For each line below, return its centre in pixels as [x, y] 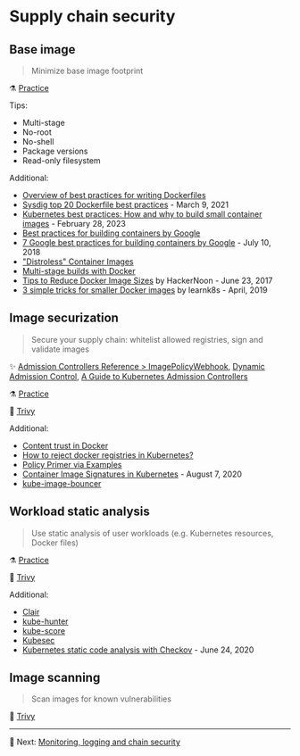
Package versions [55, 151]
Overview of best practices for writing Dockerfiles [114, 195]
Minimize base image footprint [87, 71]
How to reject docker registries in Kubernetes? [108, 455]
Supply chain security [92, 17]
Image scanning [55, 678]
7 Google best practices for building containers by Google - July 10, [146, 242]
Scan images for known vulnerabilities [101, 699]
